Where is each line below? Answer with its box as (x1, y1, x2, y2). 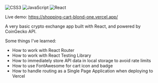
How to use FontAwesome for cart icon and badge (12, 63, 113, 68)
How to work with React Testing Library (12, 52, 91, 58)
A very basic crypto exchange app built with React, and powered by (5, 23, 141, 29)
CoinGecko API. (5, 29, 36, 34)
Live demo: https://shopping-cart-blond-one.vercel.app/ (5, 14, 118, 19)
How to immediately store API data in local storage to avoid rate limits (12, 58, 151, 63)
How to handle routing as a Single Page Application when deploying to (12, 68, 153, 74)
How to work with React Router (12, 48, 74, 53)
